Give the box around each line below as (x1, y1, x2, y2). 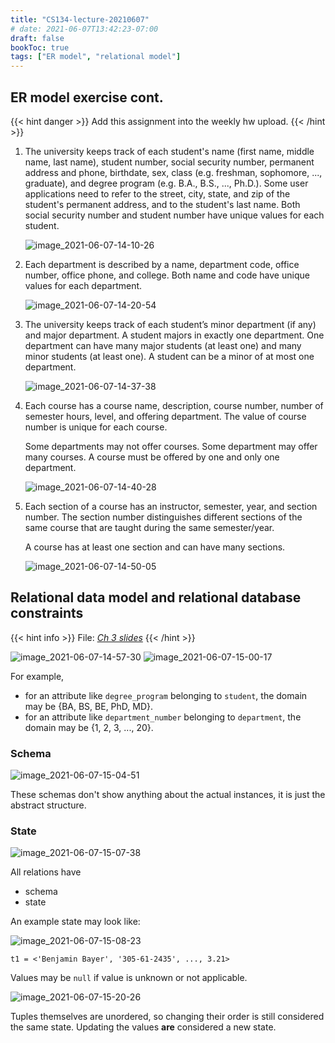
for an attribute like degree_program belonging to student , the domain (24, 689, 308, 701)
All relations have (10, 866, 82, 878)
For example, (10, 670, 65, 682)
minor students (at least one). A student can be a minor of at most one (24, 350, 315, 362)
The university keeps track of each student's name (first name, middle (24, 145, 315, 157)
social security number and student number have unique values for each (24, 209, 325, 221)
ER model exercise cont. (10, 89, 164, 106)
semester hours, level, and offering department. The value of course (24, 410, 307, 422)
